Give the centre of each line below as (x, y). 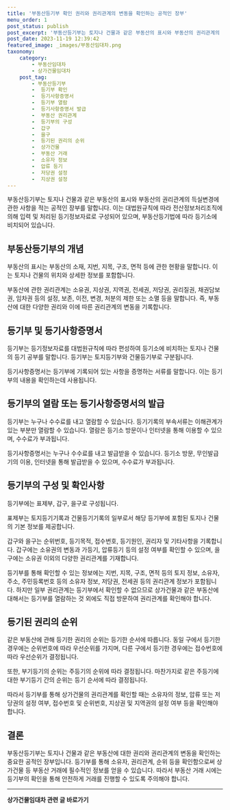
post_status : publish (38, 26)
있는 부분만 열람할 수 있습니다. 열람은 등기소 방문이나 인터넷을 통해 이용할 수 (108, 430)
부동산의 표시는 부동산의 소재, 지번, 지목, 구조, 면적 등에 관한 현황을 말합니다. (109, 267)
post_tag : (34, 77)
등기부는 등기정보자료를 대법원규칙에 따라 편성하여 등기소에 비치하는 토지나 (107, 348)
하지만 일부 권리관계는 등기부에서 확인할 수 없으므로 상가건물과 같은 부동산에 (117, 589)
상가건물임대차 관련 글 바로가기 (48, 800)
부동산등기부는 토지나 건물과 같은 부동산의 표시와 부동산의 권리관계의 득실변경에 (113, 199)
